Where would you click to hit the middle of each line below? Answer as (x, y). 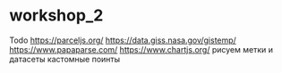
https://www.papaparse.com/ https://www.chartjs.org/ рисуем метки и (141, 49)
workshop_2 (56, 16)
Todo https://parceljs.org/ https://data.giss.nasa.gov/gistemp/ (123, 40)
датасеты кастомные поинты (65, 59)
